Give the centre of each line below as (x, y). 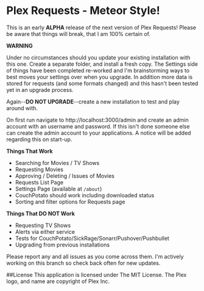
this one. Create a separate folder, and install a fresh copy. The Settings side (102, 64)
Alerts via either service (45, 231)
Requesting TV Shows (43, 225)
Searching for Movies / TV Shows (57, 163)
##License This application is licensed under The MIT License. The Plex (97, 275)
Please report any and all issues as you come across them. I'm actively (95, 256)
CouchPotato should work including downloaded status (85, 195)
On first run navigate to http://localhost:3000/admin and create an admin (97, 120)
